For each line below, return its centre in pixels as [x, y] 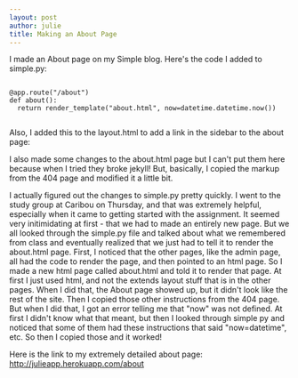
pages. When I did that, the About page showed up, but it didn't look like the [149, 290]
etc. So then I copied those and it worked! [86, 337]
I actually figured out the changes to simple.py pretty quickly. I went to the [145, 196]
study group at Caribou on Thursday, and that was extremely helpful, [136, 205]
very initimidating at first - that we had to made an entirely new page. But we [149, 224]
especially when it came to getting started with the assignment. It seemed [145, 214]
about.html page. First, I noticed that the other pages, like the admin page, [145, 252]
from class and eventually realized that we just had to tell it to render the [141, 243]
